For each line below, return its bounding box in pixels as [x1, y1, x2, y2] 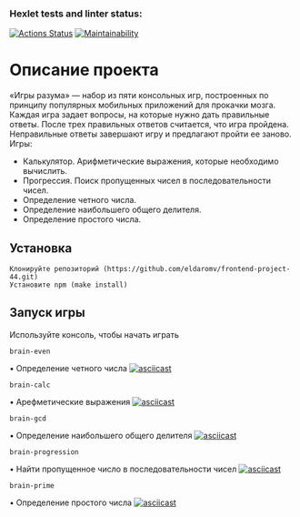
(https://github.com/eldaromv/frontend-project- [103, 265, 291, 274]
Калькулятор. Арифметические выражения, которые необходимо [22, 156, 279, 167]
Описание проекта [9, 60, 159, 80]
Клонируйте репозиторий [9, 265, 100, 274]
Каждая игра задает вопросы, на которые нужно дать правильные [9, 109, 270, 120]
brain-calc [9, 380, 51, 390]
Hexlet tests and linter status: [9, 7, 143, 20]
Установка [9, 240, 73, 256]
